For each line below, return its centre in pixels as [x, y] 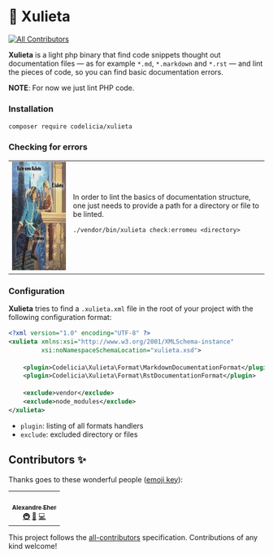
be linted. [88, 214]
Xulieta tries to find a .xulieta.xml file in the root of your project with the [131, 309]
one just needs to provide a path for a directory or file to [166, 205]
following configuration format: [60, 317]
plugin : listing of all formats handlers [82, 425]
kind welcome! [33, 546]
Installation [31, 109]
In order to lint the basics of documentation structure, [162, 197]
